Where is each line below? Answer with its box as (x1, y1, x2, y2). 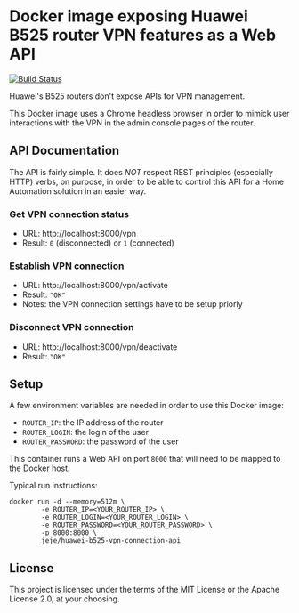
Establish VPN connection (9, 260, 125, 272)
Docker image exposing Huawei (9, 6, 249, 27)
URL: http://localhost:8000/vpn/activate (21, 280, 169, 291)
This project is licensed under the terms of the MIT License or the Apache (9, 585, 280, 595)
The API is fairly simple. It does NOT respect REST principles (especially (9, 166, 274, 177)
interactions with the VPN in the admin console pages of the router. (9, 117, 255, 128)
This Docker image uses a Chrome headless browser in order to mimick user (9, 108, 290, 118)
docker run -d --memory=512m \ (9, 497, 125, 506)
